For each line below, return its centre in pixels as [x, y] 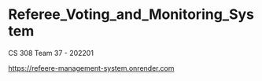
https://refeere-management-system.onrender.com [91, 68]
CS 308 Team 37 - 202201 [51, 53]
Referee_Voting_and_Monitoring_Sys [131, 15]
